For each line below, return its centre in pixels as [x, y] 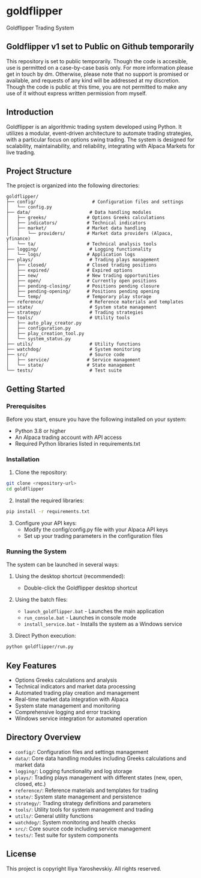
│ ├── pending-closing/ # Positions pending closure [83, 286]
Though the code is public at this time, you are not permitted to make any [97, 87]
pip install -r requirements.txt [48, 512]
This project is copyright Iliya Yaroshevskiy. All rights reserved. [84, 868]
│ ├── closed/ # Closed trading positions [82, 265]
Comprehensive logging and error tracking [67, 712]
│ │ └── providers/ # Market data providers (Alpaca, [89, 234]
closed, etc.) [30, 783]
